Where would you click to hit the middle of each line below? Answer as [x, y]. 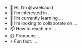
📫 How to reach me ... [33, 29]
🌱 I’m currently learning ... [36, 18]
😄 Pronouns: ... [26, 36]
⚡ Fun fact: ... [23, 41]
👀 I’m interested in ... [31, 13]
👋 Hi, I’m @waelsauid [31, 8]
